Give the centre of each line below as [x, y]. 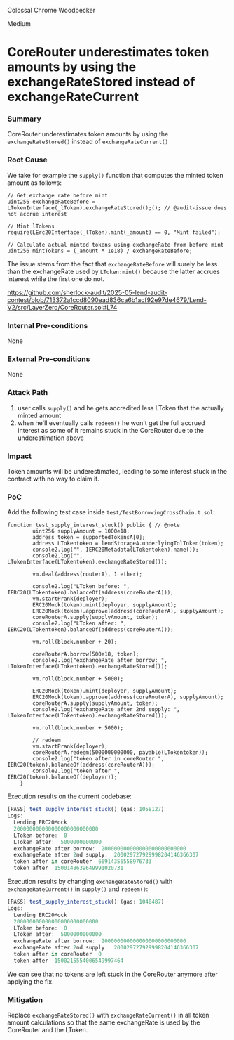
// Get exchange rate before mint [58, 195]
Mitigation [25, 999]
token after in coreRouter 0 [57, 954]
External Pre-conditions [49, 359]
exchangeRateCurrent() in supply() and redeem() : [78, 889]
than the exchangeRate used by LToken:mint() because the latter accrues [114, 271]
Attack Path [28, 393]
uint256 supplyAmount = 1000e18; [81, 531]
